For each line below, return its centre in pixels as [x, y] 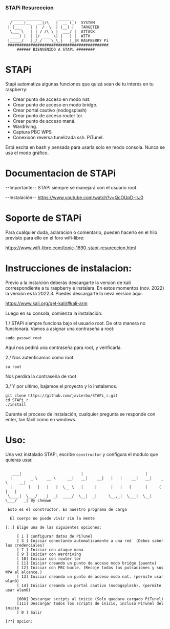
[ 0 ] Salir [29, 612]
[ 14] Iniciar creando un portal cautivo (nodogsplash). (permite [89, 585]
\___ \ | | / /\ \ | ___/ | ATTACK [52, 32]
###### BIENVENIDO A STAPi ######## [56, 50]
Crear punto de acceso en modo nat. [51, 99]
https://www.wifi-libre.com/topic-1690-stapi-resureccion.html [71, 248]
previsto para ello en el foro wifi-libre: [45, 238]
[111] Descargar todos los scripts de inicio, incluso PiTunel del [90, 603]
